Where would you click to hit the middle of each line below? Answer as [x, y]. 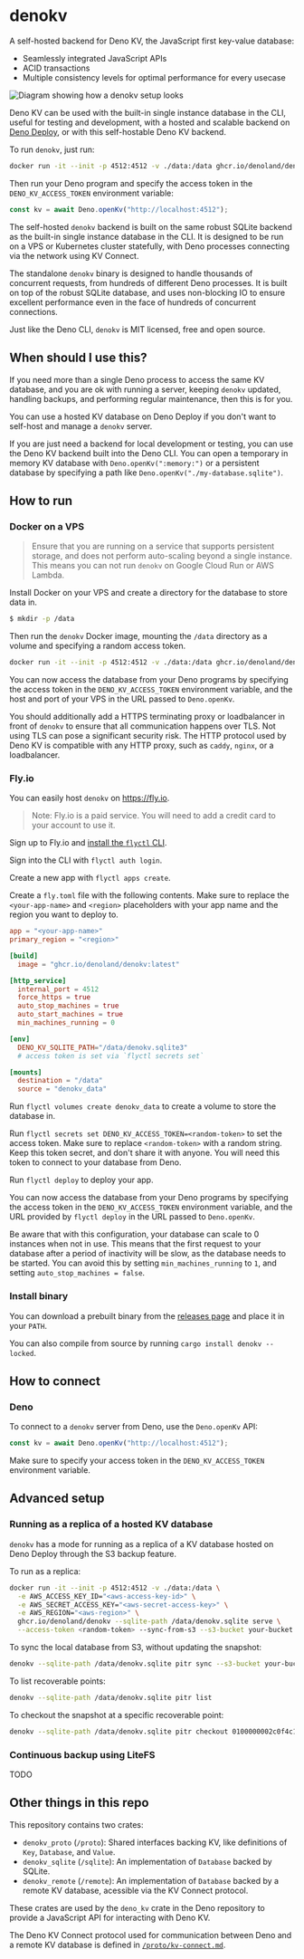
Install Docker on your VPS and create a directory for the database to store [148, 593]
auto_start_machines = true [71, 1015]
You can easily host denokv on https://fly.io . [90, 798]
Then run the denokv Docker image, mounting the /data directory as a [138, 636]
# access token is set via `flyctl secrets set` [111, 1056]
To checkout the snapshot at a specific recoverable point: [117, 1715]
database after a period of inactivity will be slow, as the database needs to [148, 1254]
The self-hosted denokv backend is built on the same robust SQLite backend [151, 226]
